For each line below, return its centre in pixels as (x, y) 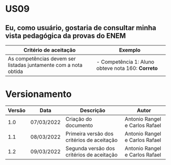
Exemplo (130, 50)
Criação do (79, 119)
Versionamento (39, 94)
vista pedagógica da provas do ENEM (66, 36)
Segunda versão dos (90, 148)
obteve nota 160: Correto (127, 68)
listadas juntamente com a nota (45, 65)
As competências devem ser (42, 58)
